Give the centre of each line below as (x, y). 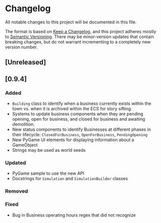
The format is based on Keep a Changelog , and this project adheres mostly (81, 31)
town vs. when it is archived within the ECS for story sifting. (72, 109)
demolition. (23, 124)
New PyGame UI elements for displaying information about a (73, 140)
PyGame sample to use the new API (48, 173)
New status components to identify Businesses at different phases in (81, 129)
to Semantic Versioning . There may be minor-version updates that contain (80, 37)
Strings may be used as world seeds (49, 150)
